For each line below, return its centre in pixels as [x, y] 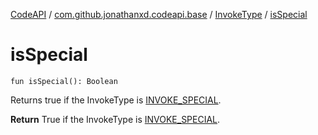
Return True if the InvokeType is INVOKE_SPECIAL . [115, 119]
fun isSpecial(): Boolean [64, 81]
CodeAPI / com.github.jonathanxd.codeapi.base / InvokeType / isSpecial [159, 14]
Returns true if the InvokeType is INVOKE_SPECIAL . [116, 100]
